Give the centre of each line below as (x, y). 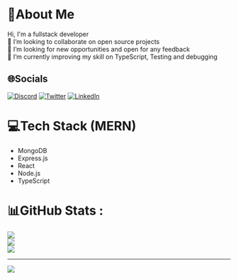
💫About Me (41, 15)
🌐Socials (28, 79)
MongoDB (32, 150)
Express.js (33, 158)
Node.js (29, 173)
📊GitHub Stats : (56, 210)
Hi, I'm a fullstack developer (48, 34)
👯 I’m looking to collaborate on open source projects (84, 41)
